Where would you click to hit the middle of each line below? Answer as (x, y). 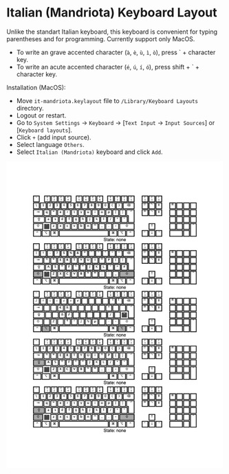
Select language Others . (50, 144)
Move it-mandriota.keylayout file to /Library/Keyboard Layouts (107, 100)
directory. (30, 108)
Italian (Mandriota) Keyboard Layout (112, 13)
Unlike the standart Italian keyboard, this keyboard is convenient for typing (112, 32)
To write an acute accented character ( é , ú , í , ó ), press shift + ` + (108, 67)
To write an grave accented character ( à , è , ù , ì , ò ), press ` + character (116, 52)
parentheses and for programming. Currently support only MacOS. (101, 38)
